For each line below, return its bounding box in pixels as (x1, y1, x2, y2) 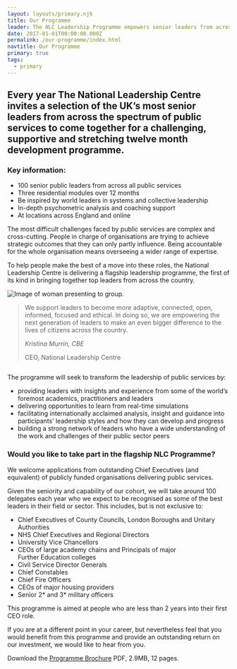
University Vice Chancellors (17, 538, 99, 546)
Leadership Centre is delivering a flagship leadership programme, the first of (7, 269, 230, 277)
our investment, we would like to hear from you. (7, 640, 146, 649)
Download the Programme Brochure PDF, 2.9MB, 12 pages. (7, 653, 179, 662)
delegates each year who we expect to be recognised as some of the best (7, 494, 223, 502)
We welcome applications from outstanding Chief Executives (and (7, 465, 199, 474)
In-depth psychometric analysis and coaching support (17, 204, 176, 212)
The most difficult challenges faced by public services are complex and (7, 225, 215, 234)
